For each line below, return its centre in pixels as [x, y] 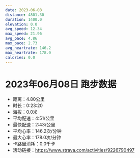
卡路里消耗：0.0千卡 [34, 144]
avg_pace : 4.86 [21, 39]
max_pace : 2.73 [21, 43]
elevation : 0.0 [21, 24]
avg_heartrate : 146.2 [28, 48]
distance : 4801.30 [25, 15]
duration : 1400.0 [24, 19]
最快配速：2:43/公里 [34, 125]
